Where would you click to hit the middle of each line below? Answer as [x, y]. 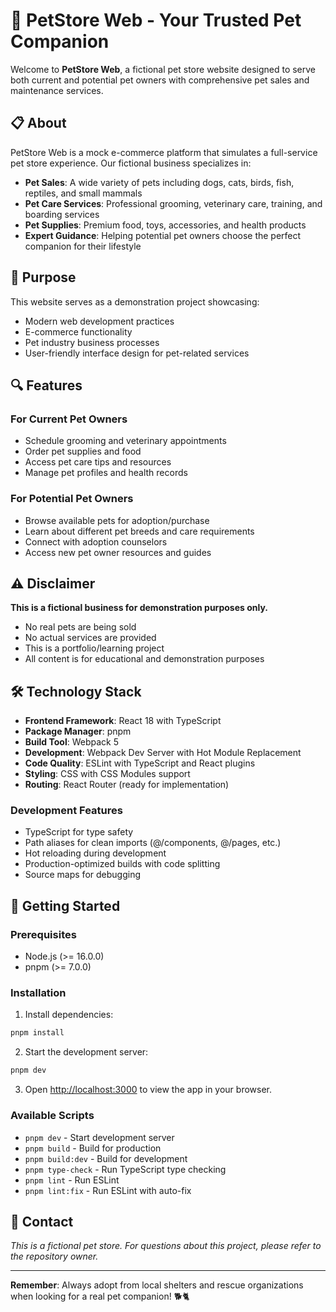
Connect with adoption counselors [96, 541]
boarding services [62, 214]
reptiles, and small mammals [83, 193]
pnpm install [37, 1033]
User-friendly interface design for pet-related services [137, 353]
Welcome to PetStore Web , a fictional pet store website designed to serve [163, 69]
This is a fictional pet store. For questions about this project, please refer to [166, 1246]
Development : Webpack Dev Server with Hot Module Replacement [163, 753]
